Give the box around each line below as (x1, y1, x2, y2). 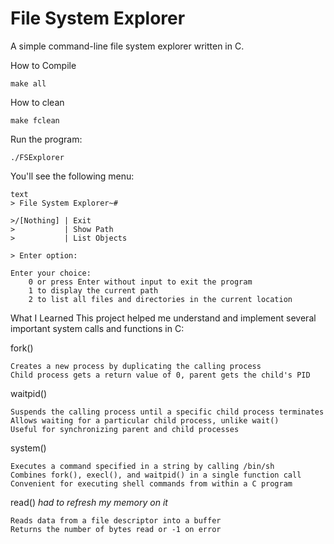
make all (10, 78, 47, 89)
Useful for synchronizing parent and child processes (10, 424, 240, 434)
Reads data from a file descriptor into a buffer (10, 515, 222, 526)
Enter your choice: (10, 268, 92, 278)
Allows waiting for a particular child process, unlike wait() (10, 415, 280, 426)
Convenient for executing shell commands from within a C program (10, 478, 293, 489)
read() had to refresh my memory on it (10, 496, 168, 508)
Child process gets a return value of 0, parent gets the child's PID (10, 370, 311, 380)
